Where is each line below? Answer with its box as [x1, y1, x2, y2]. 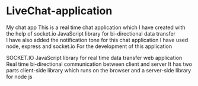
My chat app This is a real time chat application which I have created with [6, 24, 186, 31]
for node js [6, 73, 33, 80]
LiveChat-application [6, 4, 113, 18]
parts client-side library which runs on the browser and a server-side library [6, 66, 191, 74]
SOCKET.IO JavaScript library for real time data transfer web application [6, 54, 183, 61]
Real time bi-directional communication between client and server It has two [6, 60, 193, 68]
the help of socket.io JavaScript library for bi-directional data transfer [6, 30, 176, 37]
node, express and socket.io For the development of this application [6, 43, 173, 50]
